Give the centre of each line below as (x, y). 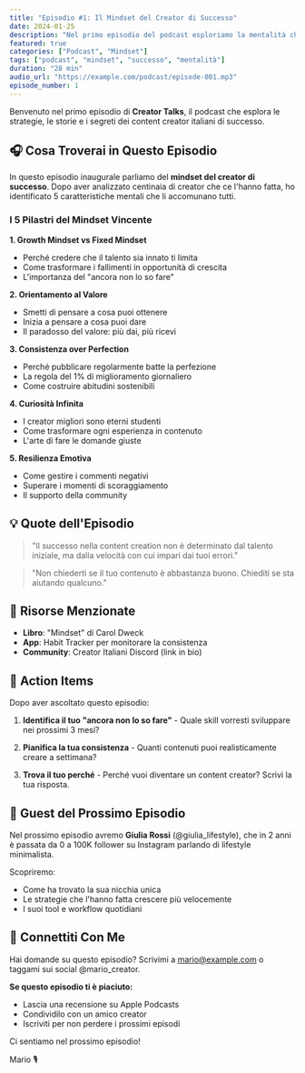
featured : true (38, 43)
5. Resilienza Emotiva (51, 458)
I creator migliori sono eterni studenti (92, 421)
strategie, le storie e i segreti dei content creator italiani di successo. (137, 121)
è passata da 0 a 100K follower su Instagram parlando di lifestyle (130, 844)
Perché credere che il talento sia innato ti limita (110, 257)
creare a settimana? (59, 757)
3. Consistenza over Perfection (69, 349)
